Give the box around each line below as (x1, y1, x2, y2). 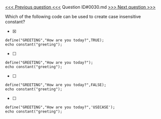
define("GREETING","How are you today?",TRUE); (5, 38, 105, 43)
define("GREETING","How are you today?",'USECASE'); (5, 105, 115, 110)
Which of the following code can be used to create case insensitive (5, 14, 141, 19)
